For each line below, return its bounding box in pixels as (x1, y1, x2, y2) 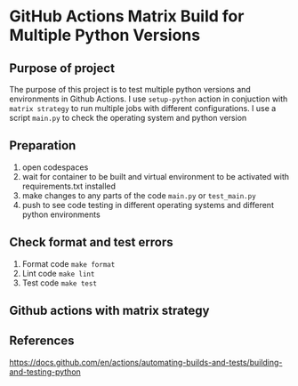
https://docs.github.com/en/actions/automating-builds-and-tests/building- (9, 357, 283, 367)
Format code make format (21, 258, 116, 269)
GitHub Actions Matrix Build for (9, 6, 245, 27)
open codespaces (21, 162, 89, 173)
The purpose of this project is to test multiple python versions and (9, 84, 251, 94)
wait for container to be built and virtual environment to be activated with (21, 171, 290, 181)
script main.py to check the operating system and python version (9, 113, 247, 123)
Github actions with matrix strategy (9, 303, 210, 318)
